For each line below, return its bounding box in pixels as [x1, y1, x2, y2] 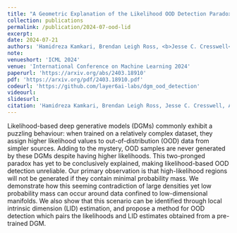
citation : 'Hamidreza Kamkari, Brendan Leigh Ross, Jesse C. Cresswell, [7, 102, 226, 109]
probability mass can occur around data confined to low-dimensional [7, 189, 208, 198]
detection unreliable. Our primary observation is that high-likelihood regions [7, 167, 228, 175]
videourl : [7, 89, 37, 96]
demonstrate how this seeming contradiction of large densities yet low [7, 181, 212, 190]
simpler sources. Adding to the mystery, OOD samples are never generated [7, 144, 226, 153]
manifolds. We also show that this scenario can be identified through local [7, 196, 222, 205]
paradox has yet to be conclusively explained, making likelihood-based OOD [7, 159, 229, 167]
